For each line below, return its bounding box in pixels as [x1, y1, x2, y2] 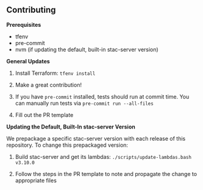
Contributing [6, 5, 56, 15]
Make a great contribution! [15, 81, 82, 88]
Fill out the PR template [15, 111, 74, 118]
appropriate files [15, 177, 57, 184]
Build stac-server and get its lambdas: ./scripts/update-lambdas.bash [15, 153, 192, 160]
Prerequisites [6, 21, 41, 28]
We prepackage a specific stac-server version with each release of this [6, 135, 186, 142]
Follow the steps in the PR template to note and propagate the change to [15, 170, 197, 177]
